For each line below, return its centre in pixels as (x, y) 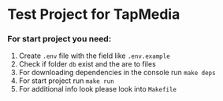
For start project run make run (67, 81)
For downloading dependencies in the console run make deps (117, 73)
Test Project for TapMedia (94, 14)
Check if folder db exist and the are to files (87, 64)
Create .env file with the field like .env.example (94, 56)
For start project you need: (59, 39)
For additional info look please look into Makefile (98, 89)
